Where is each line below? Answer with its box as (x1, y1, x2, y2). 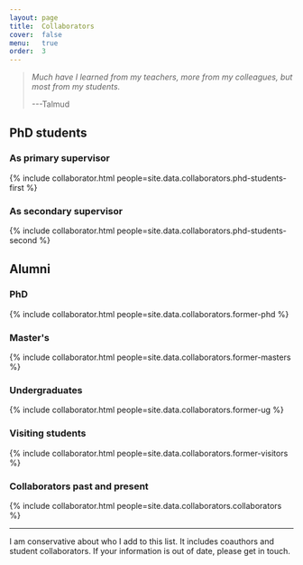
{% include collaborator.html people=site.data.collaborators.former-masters (9, 352, 291, 363)
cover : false (9, 30, 63, 39)
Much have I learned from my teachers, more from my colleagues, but (31, 71, 293, 82)
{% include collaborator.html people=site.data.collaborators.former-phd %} (9, 308, 289, 319)
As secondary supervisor (9, 204, 124, 217)
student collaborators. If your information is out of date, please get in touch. (9, 545, 291, 556)
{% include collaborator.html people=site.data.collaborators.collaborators (9, 500, 282, 511)
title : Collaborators (9, 22, 95, 31)
